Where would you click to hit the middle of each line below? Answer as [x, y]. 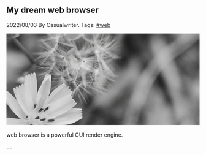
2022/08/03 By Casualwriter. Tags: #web [59, 25]
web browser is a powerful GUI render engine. [65, 135]
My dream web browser [53, 10]
